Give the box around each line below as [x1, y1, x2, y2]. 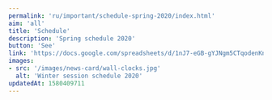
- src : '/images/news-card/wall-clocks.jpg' [8, 65, 161, 73]
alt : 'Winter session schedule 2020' [15, 72, 143, 80]
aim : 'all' [8, 19, 45, 27]
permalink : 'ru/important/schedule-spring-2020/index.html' [8, 11, 216, 20]
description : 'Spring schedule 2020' [8, 34, 136, 43]
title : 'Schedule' [8, 27, 70, 35]
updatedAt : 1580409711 [8, 79, 85, 87]
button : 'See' [8, 42, 57, 50]
